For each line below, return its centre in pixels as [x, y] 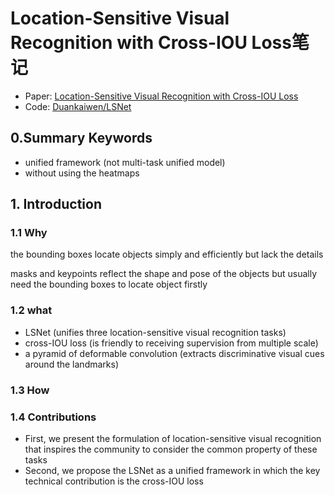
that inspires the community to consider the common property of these [171, 449]
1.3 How [30, 390]
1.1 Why [29, 233]
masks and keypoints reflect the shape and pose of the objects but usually [164, 274]
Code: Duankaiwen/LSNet [78, 106]
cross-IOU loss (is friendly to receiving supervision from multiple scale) [171, 343]
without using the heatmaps [82, 173]
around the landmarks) [71, 364]
